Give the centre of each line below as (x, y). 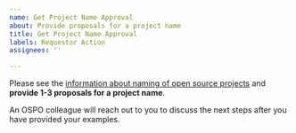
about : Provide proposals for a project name (95, 26)
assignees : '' (36, 51)
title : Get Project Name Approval (74, 34)
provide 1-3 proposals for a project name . (87, 93)
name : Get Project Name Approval (71, 17)
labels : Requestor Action (57, 42)
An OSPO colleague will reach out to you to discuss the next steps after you (148, 110)
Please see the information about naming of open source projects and (137, 83)
